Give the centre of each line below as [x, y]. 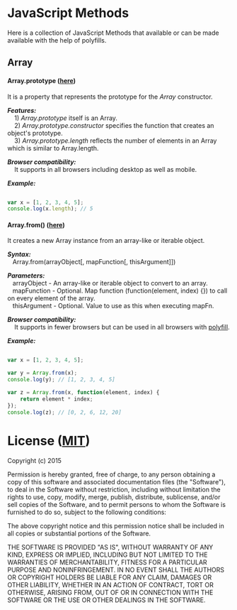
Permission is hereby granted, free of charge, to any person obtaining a [111, 474]
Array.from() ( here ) [36, 224]
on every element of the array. [51, 298]
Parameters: [26, 276]
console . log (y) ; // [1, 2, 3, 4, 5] [61, 380]
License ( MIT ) [49, 441]
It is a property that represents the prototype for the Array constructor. [110, 97]
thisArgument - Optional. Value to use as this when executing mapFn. [113, 306]
